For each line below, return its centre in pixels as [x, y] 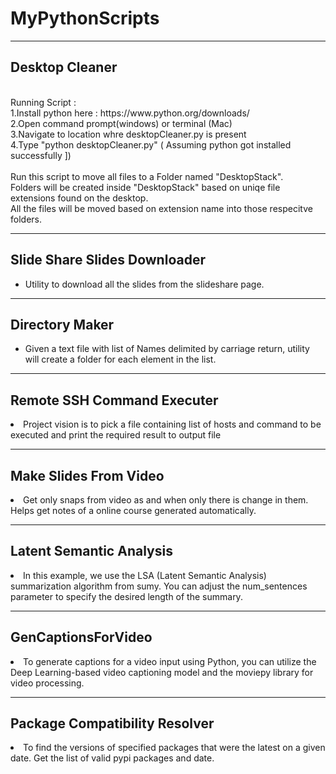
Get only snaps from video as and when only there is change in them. [166, 500]
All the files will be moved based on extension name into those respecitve [161, 208]
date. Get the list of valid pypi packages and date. [112, 758]
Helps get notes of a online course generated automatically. [133, 510]
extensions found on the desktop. [79, 198]
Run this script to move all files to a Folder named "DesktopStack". [147, 176]
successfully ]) [41, 155]
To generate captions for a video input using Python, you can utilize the [170, 661]
